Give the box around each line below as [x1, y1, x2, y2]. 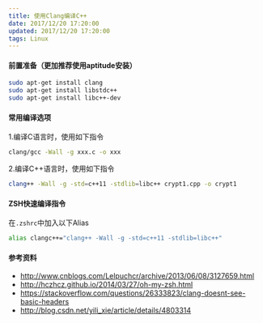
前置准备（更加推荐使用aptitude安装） [8, 60, 137, 70]
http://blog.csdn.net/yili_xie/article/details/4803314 [19, 305, 192, 316]
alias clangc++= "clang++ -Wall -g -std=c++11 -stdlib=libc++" [8, 234, 223, 243]
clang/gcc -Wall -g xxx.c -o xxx [8, 148, 121, 156]
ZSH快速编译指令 [8, 198, 66, 208]
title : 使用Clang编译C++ [8, 11, 87, 20]
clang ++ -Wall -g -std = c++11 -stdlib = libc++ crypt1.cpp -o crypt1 [8, 180, 237, 189]
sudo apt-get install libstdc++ [8, 87, 117, 95]
